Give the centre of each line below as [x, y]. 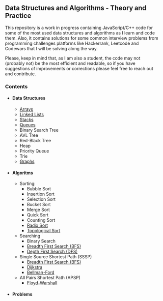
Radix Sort [37, 225]
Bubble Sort [39, 189]
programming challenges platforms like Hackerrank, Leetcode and [72, 43]
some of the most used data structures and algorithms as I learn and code [80, 33]
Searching [30, 236]
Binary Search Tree [39, 130]
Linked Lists [32, 114]
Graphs [27, 161]
